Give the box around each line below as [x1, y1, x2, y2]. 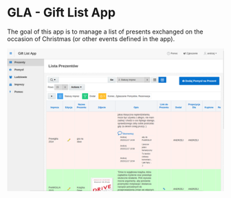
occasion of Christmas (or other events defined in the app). [7, 34, 175, 42]
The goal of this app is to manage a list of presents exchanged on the [7, 27, 204, 36]
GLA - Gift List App [7, 5, 115, 21]
